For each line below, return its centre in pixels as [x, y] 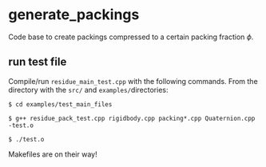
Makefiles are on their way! [53, 154]
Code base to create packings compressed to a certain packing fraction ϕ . [131, 37]
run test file [38, 62]
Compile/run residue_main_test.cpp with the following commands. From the [133, 81]
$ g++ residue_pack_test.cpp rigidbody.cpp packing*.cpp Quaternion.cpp [132, 118]
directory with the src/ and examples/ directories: [88, 89]
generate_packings [74, 15]
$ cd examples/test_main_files [60, 104]
